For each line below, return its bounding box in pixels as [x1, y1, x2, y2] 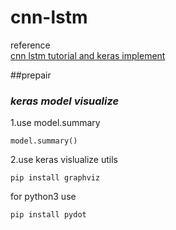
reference [10, 39, 51, 51]
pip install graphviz [10, 173, 101, 183]
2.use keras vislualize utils [10, 154, 118, 166]
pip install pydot [10, 210, 87, 220]
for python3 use [10, 191, 77, 203]
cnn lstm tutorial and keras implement [10, 49, 166, 61]
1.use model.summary [10, 117, 101, 129]
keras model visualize [10, 94, 120, 108]
